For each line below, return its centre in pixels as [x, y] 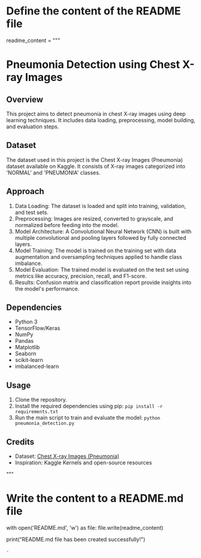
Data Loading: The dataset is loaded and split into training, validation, [100, 206]
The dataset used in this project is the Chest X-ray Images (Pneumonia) [94, 159]
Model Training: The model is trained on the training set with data [95, 251]
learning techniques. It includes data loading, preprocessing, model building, [101, 120]
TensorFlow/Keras [37, 328]
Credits [20, 442]
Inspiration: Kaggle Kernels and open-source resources [83, 462]
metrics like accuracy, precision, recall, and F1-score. [81, 276]
